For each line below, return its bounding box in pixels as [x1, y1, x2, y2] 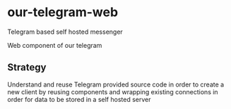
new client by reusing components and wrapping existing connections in [7, 87, 218, 96]
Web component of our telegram [7, 41, 102, 49]
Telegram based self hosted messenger [7, 27, 124, 36]
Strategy [7, 61, 47, 74]
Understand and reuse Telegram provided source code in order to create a [7, 80, 225, 89]
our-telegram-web [7, 4, 119, 20]
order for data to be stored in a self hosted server [7, 95, 151, 103]
